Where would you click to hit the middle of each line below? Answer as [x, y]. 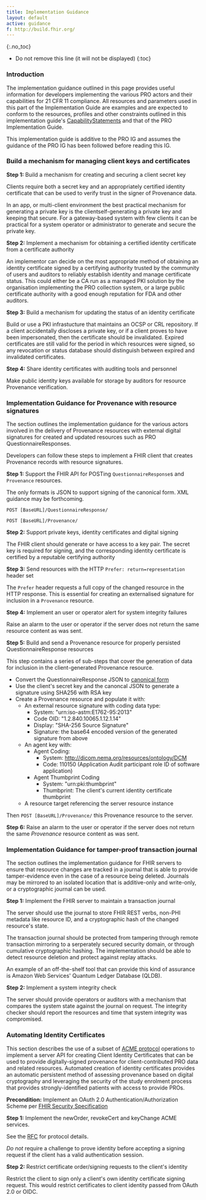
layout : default [27, 18]
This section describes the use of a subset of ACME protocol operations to [101, 1048]
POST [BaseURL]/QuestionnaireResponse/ [57, 510]
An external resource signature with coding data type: [92, 706]
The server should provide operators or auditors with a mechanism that [96, 1000]
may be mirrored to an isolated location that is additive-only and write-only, [101, 883]
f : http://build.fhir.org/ [41, 29]
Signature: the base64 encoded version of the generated [105, 732]
